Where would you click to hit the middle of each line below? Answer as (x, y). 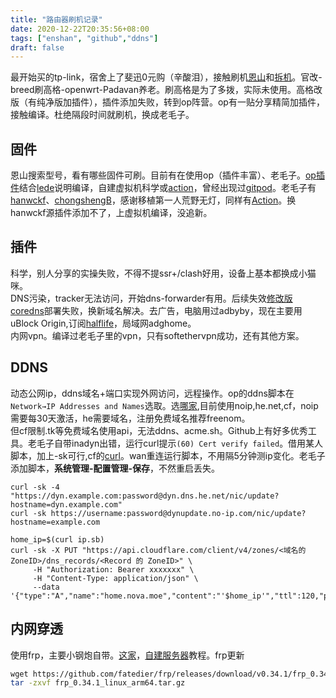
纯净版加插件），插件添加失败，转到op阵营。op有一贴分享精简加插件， (180, 102)
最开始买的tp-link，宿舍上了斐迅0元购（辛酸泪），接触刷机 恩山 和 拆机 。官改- (166, 77)
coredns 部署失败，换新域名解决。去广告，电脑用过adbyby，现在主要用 (156, 310)
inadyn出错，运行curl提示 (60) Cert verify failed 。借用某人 (197, 443)
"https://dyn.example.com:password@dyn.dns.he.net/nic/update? (145, 496)
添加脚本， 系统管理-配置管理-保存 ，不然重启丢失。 (115, 468)
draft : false (37, 47)
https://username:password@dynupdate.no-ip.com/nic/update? (178, 513)
